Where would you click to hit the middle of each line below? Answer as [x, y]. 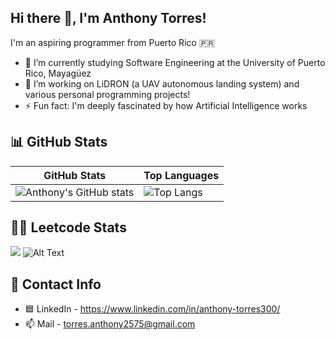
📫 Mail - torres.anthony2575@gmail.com [110, 324]
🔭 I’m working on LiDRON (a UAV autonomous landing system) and [162, 83]
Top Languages [181, 175]
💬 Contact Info [56, 284]
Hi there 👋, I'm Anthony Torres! [108, 18]
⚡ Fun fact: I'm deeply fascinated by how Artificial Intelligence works [166, 105]
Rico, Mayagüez [58, 73]
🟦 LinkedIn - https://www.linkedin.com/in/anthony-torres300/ [152, 309]
